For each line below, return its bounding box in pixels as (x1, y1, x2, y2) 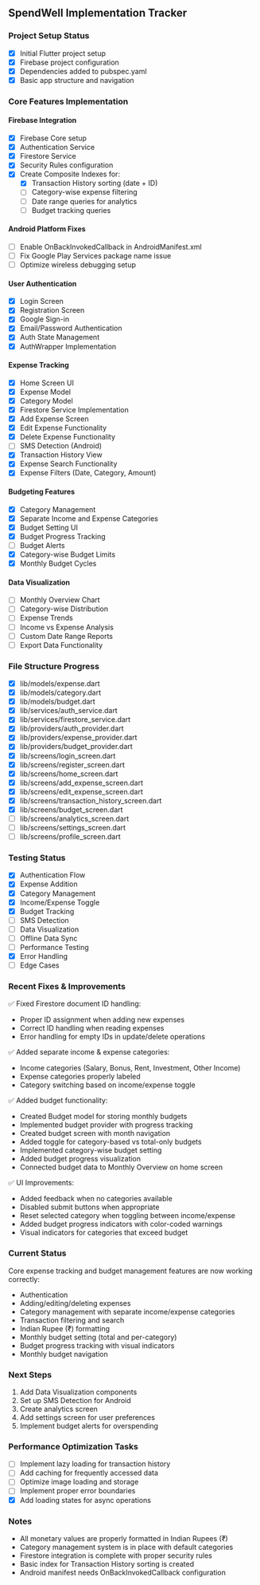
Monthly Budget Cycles (19, 558, 97, 569)
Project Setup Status (8, 30, 90, 41)
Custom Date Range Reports (19, 631, 114, 641)
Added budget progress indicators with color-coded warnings (19, 1220, 223, 1229)
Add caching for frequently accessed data (19, 1468, 159, 1478)
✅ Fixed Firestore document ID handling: (8, 999, 142, 1008)
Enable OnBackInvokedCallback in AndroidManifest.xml (19, 242, 202, 251)
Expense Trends (19, 613, 74, 623)
